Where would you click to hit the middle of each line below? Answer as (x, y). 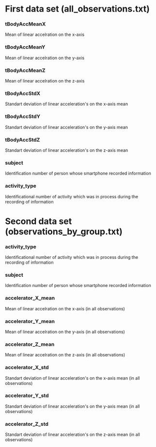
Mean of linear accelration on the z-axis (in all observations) (65, 355)
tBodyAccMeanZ (25, 70)
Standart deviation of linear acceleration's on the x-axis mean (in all (72, 378)
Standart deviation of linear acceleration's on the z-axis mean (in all (73, 434)
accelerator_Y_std (27, 396)
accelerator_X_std (27, 367)
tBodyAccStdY (23, 116)
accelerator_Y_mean (30, 321)
